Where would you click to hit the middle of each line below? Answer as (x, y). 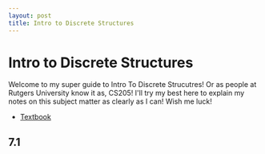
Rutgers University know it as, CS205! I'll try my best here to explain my (126, 93)
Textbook (36, 117)
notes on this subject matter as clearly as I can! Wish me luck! (110, 101)
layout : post (30, 16)
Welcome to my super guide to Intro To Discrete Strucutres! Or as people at (132, 85)
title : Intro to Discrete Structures (71, 23)
